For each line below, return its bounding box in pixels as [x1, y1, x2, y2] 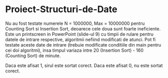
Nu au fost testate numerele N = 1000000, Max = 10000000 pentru [5, 20, 145, 26]
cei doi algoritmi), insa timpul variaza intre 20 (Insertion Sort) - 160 [5, 47, 144, 53]
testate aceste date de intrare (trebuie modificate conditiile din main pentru [5, 42, 161, 48]
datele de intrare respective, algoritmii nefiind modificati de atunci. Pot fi [5, 36, 156, 43]
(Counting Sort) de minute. [5, 52, 61, 59]
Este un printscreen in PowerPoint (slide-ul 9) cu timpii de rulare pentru [5, 31, 154, 37]
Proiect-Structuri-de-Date [5, 4, 118, 15]
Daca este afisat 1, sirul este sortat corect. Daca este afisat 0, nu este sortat [5, 62, 163, 68]
